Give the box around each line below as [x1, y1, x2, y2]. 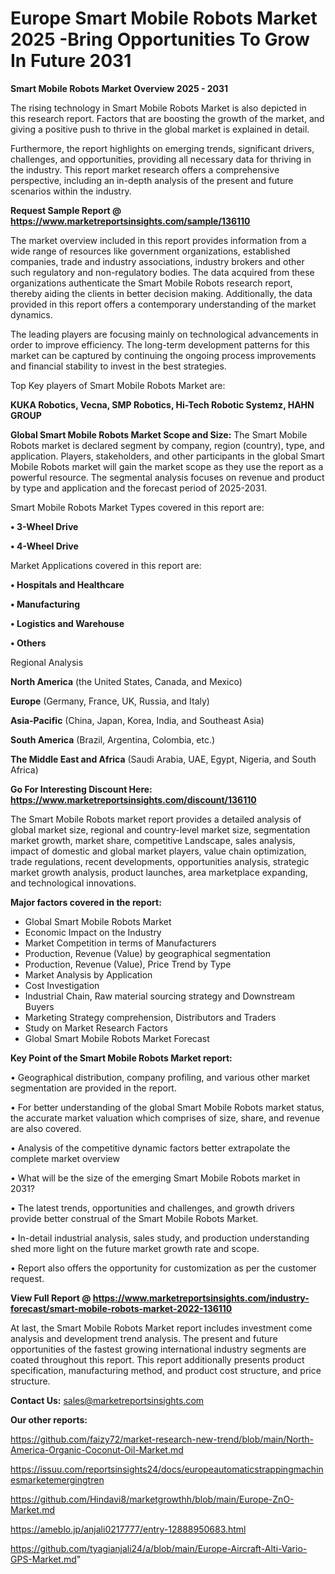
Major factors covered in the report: [10, 896, 162, 908]
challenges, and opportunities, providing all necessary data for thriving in [10, 153, 312, 165]
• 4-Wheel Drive [10, 540, 79, 552]
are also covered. [10, 1122, 82, 1134]
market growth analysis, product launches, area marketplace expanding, [10, 866, 308, 878]
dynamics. [10, 308, 53, 321]
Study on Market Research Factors [24, 1022, 168, 1034]
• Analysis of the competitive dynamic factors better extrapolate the [10, 1142, 291, 1154]
